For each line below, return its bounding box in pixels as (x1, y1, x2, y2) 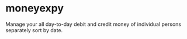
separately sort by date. (5, 26, 63, 33)
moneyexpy (5, 2, 64, 15)
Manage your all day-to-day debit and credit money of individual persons (5, 21, 182, 28)
